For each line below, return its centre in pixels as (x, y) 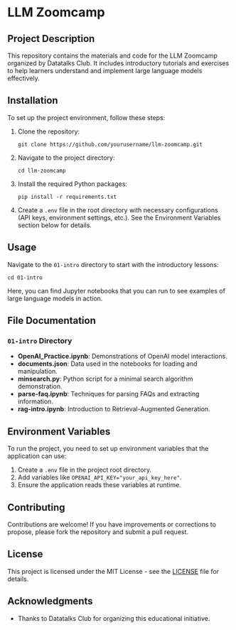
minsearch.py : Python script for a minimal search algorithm (105, 379)
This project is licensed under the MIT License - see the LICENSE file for (113, 571)
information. (35, 401)
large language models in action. (55, 298)
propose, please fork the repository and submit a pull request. (98, 532)
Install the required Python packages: (73, 184)
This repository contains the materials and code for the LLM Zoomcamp (113, 55)
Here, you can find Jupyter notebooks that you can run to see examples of (117, 290)
